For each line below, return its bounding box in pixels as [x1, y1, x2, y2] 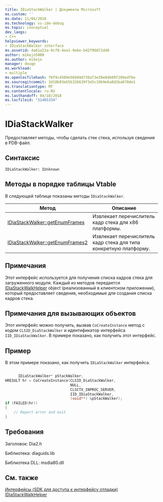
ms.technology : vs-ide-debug [5, 20, 64, 26]
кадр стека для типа [92, 239, 141, 246]
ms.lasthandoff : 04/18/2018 [5, 93, 62, 98]
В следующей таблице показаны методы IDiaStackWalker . [5, 193, 125, 199]
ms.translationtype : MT [5, 84, 53, 89]
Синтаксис [5, 154, 40, 162]
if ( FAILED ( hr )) [5, 401, 38, 406]
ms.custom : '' [5, 12, 34, 17]
